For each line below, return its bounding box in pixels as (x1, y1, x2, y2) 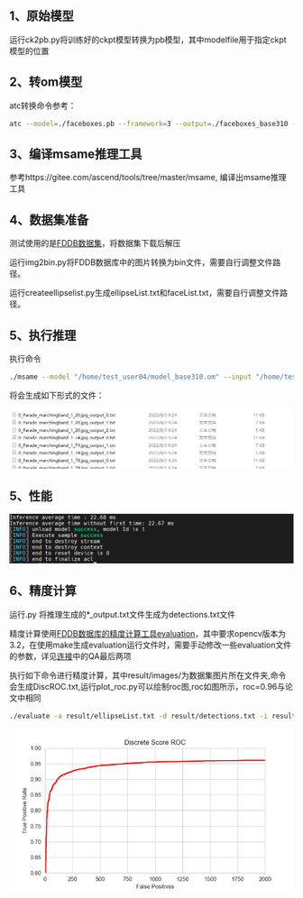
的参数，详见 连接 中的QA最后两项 (9, 650, 132, 661)
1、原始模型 (9, 8, 75, 24)
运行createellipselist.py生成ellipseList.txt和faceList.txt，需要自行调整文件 (9, 288, 280, 298)
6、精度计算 (9, 583, 77, 599)
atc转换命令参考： (9, 100, 77, 111)
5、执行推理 (9, 327, 77, 343)
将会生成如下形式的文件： (9, 389, 105, 400)
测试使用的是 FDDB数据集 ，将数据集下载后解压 (9, 238, 181, 249)
